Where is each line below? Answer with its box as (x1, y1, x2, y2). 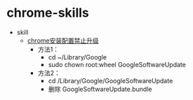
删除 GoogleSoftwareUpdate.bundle (48, 85, 152, 93)
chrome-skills (6, 5, 89, 21)
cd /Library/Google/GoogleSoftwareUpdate (48, 76, 173, 85)
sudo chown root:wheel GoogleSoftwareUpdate (48, 60, 187, 69)
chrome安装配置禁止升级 (27, 36, 99, 45)
